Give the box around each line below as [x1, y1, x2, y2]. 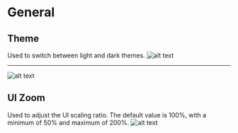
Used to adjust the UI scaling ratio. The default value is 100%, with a [7, 110, 207, 119]
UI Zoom [7, 92, 46, 104]
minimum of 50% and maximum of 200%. [7, 118, 130, 127]
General [7, 4, 55, 21]
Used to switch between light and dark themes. [7, 51, 145, 59]
